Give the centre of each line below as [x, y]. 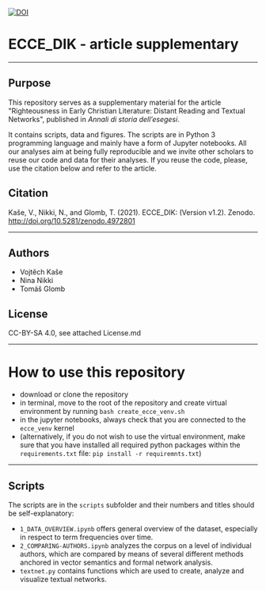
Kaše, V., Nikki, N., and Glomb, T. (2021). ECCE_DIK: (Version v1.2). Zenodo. [132, 212]
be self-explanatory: [41, 513]
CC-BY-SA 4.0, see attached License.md [74, 333]
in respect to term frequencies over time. [86, 537]
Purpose [30, 83]
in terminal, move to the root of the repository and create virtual [123, 403]
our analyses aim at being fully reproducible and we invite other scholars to [131, 151]
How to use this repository [97, 372]
